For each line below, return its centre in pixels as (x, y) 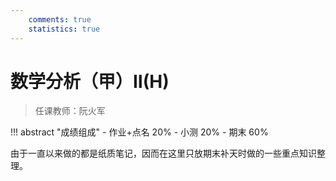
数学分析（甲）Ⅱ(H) (90, 81)
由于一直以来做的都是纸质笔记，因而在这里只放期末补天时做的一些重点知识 (163, 153)
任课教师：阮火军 (70, 111)
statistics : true (64, 29)
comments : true (60, 19)
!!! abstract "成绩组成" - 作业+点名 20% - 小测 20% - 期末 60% (139, 132)
